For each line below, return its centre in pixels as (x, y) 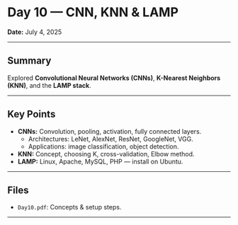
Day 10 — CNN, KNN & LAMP (93, 12)
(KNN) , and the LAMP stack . (49, 85)
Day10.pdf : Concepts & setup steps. (69, 207)
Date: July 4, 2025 (35, 32)
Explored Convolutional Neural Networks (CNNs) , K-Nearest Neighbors (114, 78)
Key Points (32, 114)
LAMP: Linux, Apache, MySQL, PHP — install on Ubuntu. (100, 161)
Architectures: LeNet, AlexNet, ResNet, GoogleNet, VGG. (110, 139)
